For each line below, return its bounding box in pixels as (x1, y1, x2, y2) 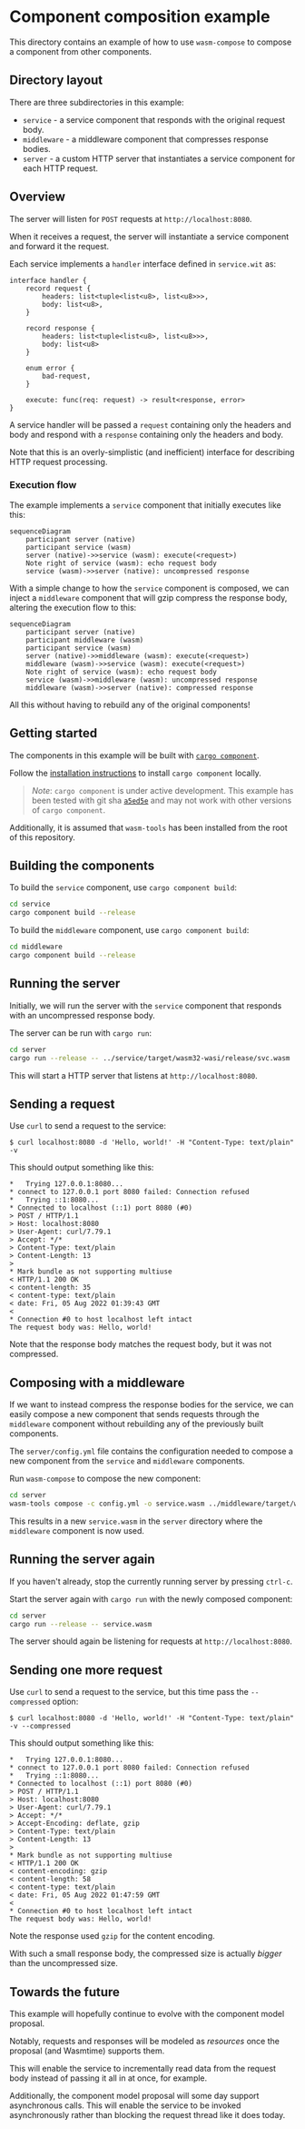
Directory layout (9, 73, 103, 88)
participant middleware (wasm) (25, 635, 144, 644)
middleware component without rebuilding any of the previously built (9, 1418, 264, 1430)
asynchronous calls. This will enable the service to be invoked (9, 2100, 241, 2111)
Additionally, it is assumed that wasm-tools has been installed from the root (9, 822, 288, 833)
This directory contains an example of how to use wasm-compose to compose (9, 36, 292, 47)
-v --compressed (9, 1722, 71, 1731)
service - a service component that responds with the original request (22, 114, 286, 125)
